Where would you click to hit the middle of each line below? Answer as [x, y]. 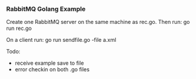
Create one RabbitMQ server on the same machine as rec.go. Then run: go [98, 22]
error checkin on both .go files [52, 69]
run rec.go [19, 28]
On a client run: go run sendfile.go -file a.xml [61, 40]
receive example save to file [49, 63]
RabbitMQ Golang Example [46, 9]
